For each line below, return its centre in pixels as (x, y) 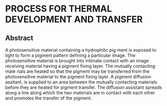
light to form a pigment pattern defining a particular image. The (70, 55)
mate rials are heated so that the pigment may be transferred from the (77, 71)
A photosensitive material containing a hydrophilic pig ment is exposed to (81, 50)
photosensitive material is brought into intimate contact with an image (77, 61)
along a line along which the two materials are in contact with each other (80, 93)
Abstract (19, 38)
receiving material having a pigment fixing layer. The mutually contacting (80, 66)
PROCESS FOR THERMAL (58, 9)
